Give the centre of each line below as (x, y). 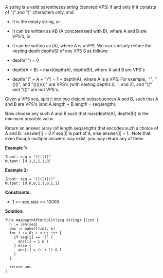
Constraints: (18, 192)
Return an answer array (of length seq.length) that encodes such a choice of (82, 128)
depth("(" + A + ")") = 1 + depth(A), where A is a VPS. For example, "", (83, 79)
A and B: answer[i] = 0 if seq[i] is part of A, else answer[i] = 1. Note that (78, 133)
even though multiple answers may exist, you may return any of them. (75, 139)
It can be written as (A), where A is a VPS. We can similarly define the (82, 46)
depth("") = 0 (26, 60)
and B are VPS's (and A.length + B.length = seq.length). (61, 104)
